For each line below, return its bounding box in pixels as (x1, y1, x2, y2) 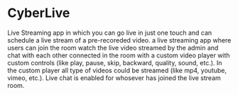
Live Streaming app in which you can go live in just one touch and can (7, 28, 212, 37)
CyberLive (7, 5, 70, 21)
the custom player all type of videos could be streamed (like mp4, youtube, (7, 66, 227, 74)
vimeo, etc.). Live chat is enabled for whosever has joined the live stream (7, 73, 222, 82)
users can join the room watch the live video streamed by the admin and (7, 43, 219, 52)
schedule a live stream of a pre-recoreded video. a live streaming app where (7, 35, 232, 44)
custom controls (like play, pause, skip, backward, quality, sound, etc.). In (7, 58, 222, 67)
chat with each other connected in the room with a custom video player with (7, 51, 230, 60)
